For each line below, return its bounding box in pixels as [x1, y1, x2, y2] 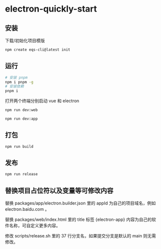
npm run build [5, 144, 34, 149]
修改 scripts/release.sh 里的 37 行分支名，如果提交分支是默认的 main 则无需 [5, 233, 156, 239]
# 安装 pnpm [5, 75, 28, 80]
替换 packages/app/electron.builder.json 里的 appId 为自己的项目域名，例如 [5, 200, 156, 206]
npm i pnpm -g [5, 79, 34, 84]
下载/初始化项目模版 [5, 38, 45, 43]
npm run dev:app [5, 116, 38, 122]
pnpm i [5, 89, 18, 93]
